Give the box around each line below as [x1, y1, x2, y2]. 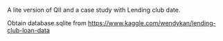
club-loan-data [7, 27, 51, 34]
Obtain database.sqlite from [7, 19, 87, 27]
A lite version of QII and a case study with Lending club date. [7, 6, 181, 14]
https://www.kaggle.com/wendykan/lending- [87, 19, 216, 27]
